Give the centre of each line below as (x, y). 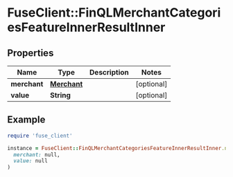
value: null (31, 161)
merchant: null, (37, 155)
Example (26, 120)
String (60, 95)
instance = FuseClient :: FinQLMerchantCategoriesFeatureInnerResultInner (114, 148)
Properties (31, 53)
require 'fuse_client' (40, 136)
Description (109, 72)
